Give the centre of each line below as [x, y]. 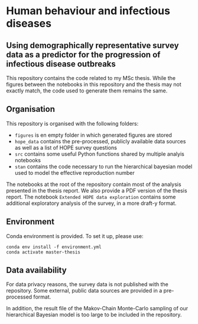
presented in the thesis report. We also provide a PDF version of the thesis [97, 190]
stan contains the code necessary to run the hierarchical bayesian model [103, 166]
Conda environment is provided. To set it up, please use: [75, 236]
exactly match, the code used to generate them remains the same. [87, 91]
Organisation [30, 109]
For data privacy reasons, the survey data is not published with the [87, 284]
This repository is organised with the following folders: [72, 123]
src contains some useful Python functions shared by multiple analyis [99, 154]
